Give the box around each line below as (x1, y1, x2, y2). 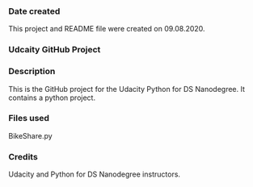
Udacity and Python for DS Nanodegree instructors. (8, 169, 180, 179)
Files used (8, 113, 50, 124)
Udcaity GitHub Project (8, 44, 101, 56)
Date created (8, 6, 61, 17)
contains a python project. (8, 93, 95, 102)
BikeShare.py (8, 131, 53, 140)
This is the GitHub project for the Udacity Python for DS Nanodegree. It (8, 84, 245, 93)
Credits (8, 151, 38, 162)
